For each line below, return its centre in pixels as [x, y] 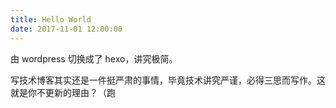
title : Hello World [51, 19]
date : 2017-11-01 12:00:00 [66, 29]
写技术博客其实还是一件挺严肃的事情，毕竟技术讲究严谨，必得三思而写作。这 [168, 80]
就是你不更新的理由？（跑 [63, 92]
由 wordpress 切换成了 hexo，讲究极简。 [94, 58]
